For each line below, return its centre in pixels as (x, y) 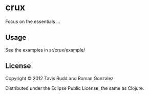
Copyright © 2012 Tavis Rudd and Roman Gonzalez (59, 78)
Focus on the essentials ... (33, 21)
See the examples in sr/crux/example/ (45, 50)
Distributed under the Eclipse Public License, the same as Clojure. (75, 88)
